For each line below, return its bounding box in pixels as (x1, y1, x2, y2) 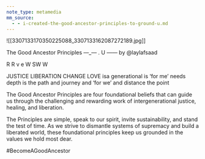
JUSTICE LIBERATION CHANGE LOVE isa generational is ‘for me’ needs (6, 73, 186, 80)
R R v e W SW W (6, 61, 48, 68)
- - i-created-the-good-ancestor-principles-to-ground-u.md (12, 20, 168, 26)
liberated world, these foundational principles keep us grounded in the (6, 129, 184, 136)
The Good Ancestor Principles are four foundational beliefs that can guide (6, 91, 193, 98)
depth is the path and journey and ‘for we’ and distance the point (6, 79, 170, 86)
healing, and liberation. (6, 104, 64, 111)
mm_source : (6, 15, 34, 21)
